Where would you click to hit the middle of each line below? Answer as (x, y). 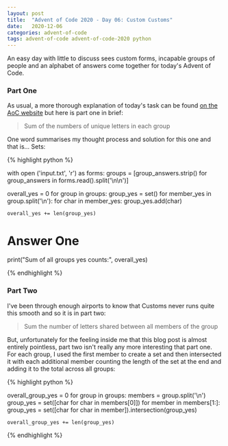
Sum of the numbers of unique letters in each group (97, 126)
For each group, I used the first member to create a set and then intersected (114, 354)
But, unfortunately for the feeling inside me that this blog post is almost (107, 339)
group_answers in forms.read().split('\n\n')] (68, 181)
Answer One (43, 241)
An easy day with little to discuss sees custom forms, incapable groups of (111, 58)
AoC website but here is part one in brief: (65, 113)
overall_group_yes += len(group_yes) (61, 422)
